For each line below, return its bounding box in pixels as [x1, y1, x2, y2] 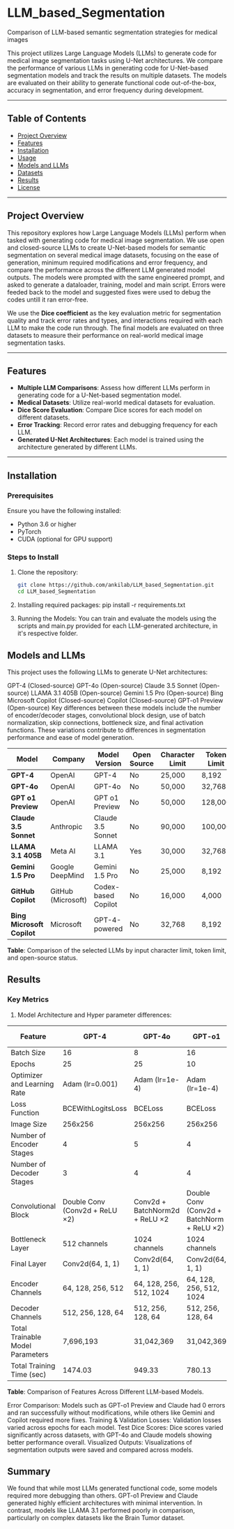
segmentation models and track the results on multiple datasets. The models [7, 71, 227, 80]
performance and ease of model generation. [7, 733, 134, 741]
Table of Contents [7, 113, 87, 125]
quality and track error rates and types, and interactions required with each [7, 316, 223, 325]
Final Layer [10, 1258, 47, 1268]
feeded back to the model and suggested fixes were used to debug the [7, 288, 211, 296]
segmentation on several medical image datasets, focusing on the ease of [7, 251, 219, 259]
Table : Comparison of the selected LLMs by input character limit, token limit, [7, 946, 226, 954]
